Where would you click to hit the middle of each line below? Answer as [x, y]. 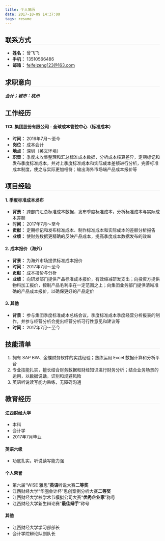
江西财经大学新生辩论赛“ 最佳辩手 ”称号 [51, 503]
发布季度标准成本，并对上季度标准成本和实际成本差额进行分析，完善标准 [85, 163]
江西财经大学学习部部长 [36, 527]
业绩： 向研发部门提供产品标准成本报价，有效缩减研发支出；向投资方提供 [86, 279]
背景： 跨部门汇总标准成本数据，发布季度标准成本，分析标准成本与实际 [84, 212]
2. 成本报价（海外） [25, 248]
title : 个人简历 [20, 10]
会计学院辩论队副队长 [34, 533]
